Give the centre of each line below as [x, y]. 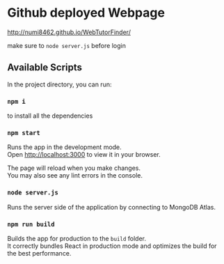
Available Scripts [45, 68]
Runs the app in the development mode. [64, 147]
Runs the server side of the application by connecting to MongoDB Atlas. [112, 207]
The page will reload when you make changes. [74, 168]
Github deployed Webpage [86, 13]
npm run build [31, 224]
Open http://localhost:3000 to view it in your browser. [84, 155]
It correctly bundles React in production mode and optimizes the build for [112, 246]
